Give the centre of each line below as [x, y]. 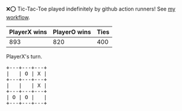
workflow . [18, 17]
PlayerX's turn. [24, 56]
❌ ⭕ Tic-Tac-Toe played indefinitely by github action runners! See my [91, 9]
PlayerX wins [28, 32]
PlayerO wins [72, 32]
